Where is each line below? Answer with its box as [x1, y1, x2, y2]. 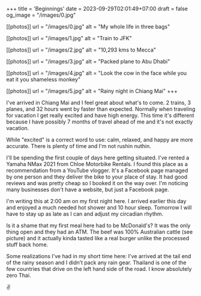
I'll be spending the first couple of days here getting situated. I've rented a [6, 154, 190, 161]
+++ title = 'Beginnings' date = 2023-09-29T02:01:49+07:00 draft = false [6, 5, 188, 12]
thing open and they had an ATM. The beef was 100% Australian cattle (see [6, 228, 193, 235]
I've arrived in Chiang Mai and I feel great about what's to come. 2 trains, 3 [6, 99, 191, 106]
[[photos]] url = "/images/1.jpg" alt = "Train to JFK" [6, 35, 132, 41]
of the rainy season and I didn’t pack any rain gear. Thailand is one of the [6, 259, 187, 266]
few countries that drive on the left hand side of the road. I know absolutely [6, 265, 192, 272]
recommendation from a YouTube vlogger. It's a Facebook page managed [6, 167, 188, 174]
